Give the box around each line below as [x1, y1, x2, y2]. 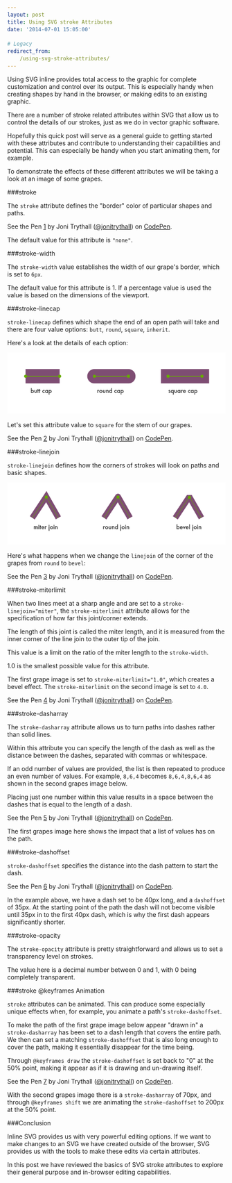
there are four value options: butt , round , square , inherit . [7, 325, 170, 333]
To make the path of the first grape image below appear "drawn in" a [7, 1021, 204, 1029]
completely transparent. [7, 973, 75, 982]
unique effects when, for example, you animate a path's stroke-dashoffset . [7, 1007, 222, 1016]
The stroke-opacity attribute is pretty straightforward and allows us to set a [7, 945, 224, 953]
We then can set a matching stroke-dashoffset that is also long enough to [7, 1036, 219, 1044]
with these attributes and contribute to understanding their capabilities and [7, 139, 221, 147]
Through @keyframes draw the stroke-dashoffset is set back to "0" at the [7, 1057, 214, 1065]
